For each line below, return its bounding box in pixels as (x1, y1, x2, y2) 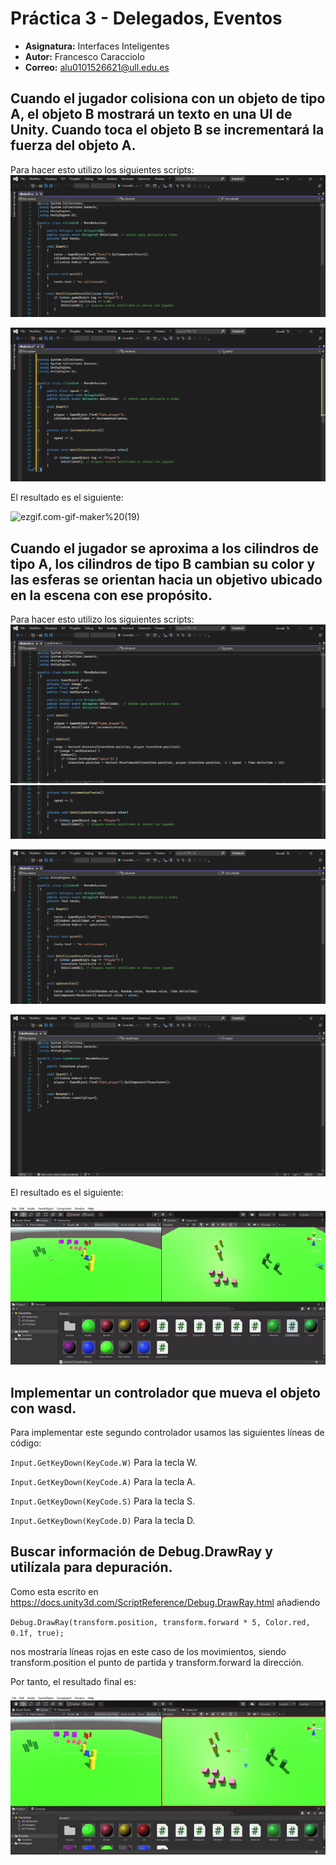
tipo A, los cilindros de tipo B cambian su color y (10, 555, 316, 572)
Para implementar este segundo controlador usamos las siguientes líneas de (10, 1427, 325, 1439)
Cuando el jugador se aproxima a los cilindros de (10, 540, 319, 557)
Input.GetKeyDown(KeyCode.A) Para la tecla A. (10, 1476, 196, 1488)
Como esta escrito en (10, 1585, 99, 1597)
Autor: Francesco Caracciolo (24, 50, 145, 62)
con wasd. (10, 1400, 77, 1417)
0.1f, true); (10, 1628, 65, 1638)
